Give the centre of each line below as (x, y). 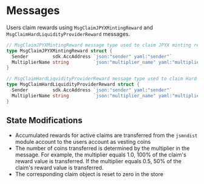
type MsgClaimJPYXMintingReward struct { (59, 51)
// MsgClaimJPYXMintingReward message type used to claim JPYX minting (99, 45)
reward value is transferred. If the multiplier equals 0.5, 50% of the (98, 161)
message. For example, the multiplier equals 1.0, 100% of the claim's (100, 154)
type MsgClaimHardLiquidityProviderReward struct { (73, 85)
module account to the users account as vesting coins (83, 141)
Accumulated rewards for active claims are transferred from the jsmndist (106, 135)
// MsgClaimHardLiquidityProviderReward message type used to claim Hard (102, 79)
